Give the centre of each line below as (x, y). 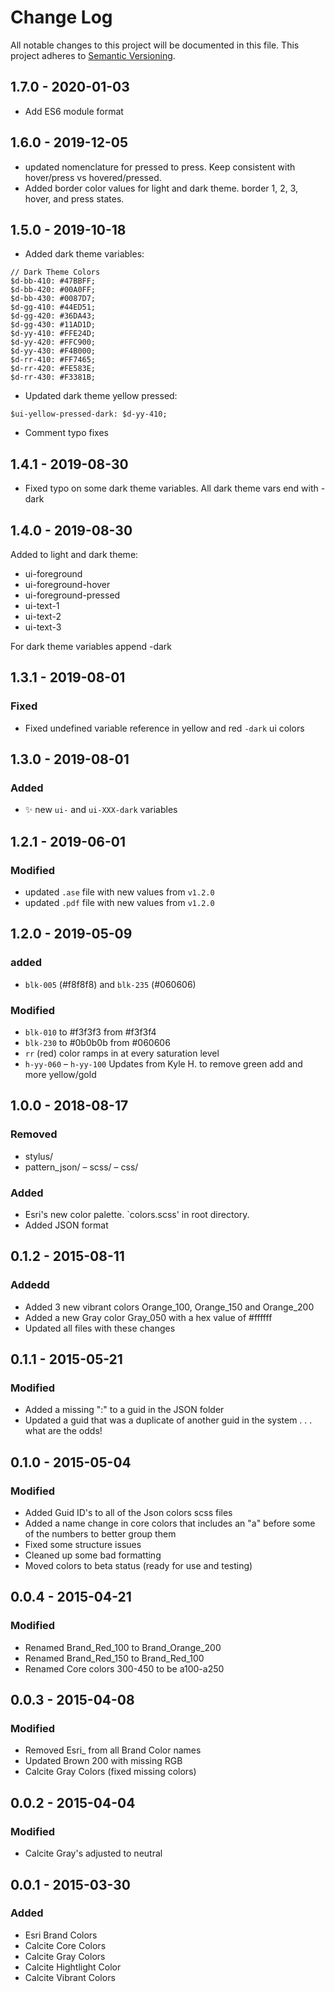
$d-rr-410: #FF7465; (53, 360)
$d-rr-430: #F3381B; (53, 377)
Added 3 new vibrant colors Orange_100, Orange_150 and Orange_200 (169, 1307)
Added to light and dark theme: (74, 554)
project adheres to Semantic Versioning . (93, 55)
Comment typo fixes (66, 433)
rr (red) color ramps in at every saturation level (122, 1053)
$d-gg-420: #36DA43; (53, 316)
